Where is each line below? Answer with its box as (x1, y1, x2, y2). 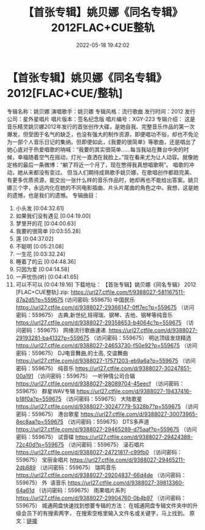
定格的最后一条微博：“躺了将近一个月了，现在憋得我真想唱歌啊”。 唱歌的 (7, 161, 189, 168)
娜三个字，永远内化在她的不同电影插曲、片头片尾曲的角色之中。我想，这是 (7, 184, 193, 191)
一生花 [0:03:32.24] (15, 250, 66, 257)
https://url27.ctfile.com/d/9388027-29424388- (75, 433, 193, 440)
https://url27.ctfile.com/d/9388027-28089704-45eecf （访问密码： (15, 379, 185, 387)
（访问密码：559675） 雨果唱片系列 (36, 486, 127, 494)
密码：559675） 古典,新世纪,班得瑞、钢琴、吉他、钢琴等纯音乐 (15, 311, 173, 318)
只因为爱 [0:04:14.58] (15, 265, 69, 273)
